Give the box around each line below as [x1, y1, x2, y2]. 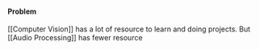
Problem [7, 6, 37, 16]
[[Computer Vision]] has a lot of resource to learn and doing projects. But [7, 24, 251, 34]
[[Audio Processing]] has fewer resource [7, 33, 143, 43]
